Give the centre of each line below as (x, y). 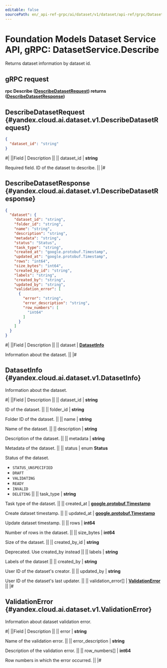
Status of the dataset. (27, 458)
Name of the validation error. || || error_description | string (65, 641)
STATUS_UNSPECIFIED (33, 468)
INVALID (20, 489)
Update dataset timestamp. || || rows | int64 (50, 523)
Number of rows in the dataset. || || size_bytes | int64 (60, 532)
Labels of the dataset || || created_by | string (51, 561)
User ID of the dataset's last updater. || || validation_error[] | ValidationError (83, 581)
